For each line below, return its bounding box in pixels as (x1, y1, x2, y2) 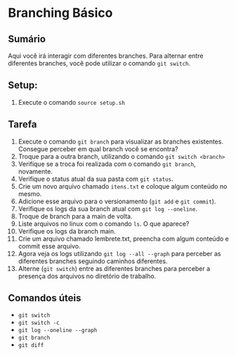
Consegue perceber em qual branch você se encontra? (18, 144, 178, 153)
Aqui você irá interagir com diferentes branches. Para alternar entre (8, 51, 204, 60)
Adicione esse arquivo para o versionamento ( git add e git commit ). (18, 197, 216, 205)
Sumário (8, 33, 46, 45)
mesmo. (18, 189, 42, 198)
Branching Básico (8, 5, 113, 21)
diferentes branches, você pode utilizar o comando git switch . (8, 59, 191, 68)
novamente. (18, 167, 53, 175)
